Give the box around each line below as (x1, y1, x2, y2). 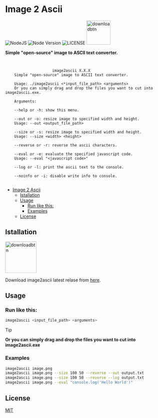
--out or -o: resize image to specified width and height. (14, 116, 140, 121)
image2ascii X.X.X (52, 68, 91, 73)
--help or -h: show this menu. (14, 107, 79, 112)
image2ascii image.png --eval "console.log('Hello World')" (5, 380, 133, 385)
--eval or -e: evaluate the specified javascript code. (14, 152, 133, 157)
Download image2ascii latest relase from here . (5, 277, 101, 283)
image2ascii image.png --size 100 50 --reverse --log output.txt (5, 375, 144, 380)
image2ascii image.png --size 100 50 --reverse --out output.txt (5, 370, 144, 376)
